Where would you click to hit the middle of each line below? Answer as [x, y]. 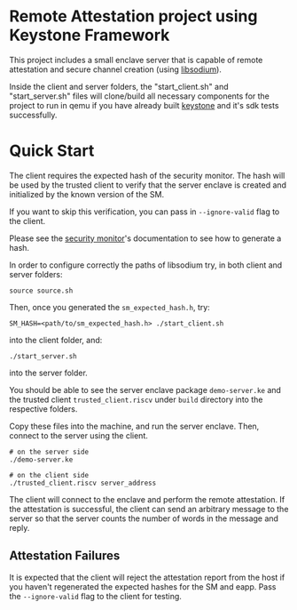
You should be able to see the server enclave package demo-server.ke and [145, 389]
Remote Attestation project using [133, 16]
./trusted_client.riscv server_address [83, 483]
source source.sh [41, 291]
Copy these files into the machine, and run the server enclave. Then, [134, 426]
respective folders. [43, 409]
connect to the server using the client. [78, 435]
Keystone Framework [90, 35]
